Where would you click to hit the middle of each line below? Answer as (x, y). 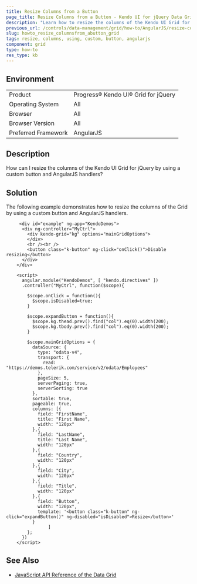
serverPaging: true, (62, 383)
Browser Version (32, 123)
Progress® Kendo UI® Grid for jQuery (125, 95)
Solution (22, 192)
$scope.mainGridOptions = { (61, 342)
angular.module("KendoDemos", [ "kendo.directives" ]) (90, 281)
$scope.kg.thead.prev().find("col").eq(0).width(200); (100, 322)
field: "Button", (59, 502)
